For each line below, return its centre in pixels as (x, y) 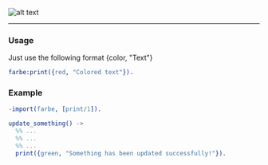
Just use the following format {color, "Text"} (81, 58)
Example (26, 93)
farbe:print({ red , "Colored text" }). (71, 73)
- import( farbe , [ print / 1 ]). (55, 109)
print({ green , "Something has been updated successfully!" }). (121, 153)
